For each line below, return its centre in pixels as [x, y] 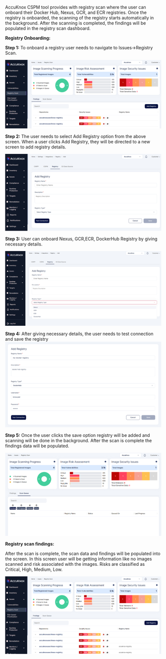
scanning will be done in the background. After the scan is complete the [79, 441]
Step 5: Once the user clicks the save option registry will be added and [78, 435]
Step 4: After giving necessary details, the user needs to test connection [79, 334]
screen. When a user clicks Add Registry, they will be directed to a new [78, 141]
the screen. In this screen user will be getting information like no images [79, 559]
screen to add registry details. [36, 147]
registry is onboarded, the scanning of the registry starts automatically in [80, 18]
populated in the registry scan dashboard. [48, 28]
